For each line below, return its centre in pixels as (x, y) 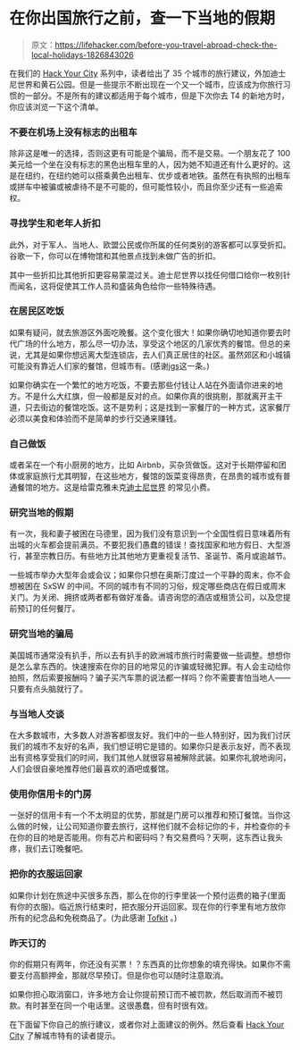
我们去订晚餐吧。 (56, 849)
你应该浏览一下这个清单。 (56, 106)
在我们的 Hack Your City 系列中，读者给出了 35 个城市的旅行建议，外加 (140, 73)
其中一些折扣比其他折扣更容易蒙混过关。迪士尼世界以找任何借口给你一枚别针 (150, 274)
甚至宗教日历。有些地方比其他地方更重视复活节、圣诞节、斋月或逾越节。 (158, 556)
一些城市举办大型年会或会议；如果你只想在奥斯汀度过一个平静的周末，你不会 (150, 575)
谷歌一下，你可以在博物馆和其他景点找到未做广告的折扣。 (115, 256)
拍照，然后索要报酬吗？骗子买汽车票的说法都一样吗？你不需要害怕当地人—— (150, 677)
